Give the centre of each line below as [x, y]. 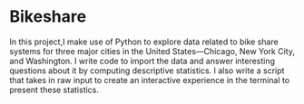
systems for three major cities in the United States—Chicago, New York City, [152, 51]
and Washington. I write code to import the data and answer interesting [142, 61]
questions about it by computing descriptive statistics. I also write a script [147, 71]
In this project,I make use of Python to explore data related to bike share [144, 42]
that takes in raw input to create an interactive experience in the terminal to [150, 80]
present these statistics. [54, 90]
